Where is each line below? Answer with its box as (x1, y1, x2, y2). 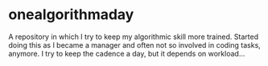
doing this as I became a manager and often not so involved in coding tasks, (8, 40, 262, 49)
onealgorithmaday (8, 6, 134, 24)
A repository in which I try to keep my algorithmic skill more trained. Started (8, 32, 259, 41)
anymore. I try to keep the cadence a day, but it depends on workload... (8, 49, 245, 58)
